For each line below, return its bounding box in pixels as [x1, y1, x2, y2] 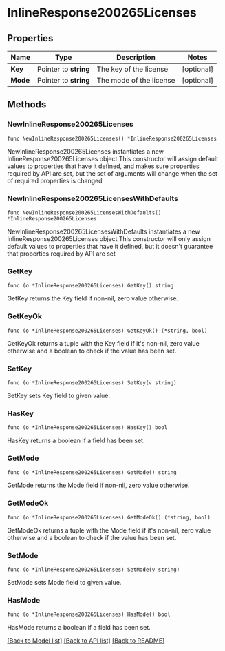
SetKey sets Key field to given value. [7, 391, 111, 400]
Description [116, 53, 156, 62]
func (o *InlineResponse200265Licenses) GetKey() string [7, 282, 174, 289]
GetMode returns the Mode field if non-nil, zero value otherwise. [7, 481, 190, 490]
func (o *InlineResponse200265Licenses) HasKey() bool [7, 424, 168, 431]
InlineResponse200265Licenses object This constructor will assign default [7, 154, 219, 163]
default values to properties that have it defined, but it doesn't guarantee [7, 242, 213, 250]
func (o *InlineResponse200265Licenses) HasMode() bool [7, 611, 171, 618]
